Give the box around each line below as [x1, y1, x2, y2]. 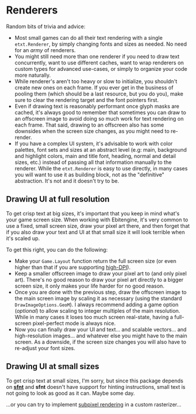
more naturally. [14, 71, 51, 78]
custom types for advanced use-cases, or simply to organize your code [14, 65, 187, 72]
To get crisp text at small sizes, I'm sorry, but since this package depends [6, 377, 184, 384]
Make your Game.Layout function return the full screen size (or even [14, 257, 177, 264]
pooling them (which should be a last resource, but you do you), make [14, 90, 184, 97]
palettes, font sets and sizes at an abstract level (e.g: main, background [14, 146, 187, 153]
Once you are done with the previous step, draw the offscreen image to [14, 288, 187, 296]
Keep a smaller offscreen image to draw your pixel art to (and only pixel [14, 270, 187, 277]
